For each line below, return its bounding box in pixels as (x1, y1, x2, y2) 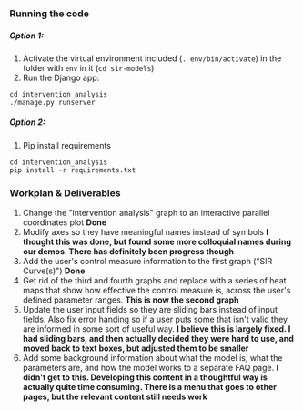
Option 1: (9, 30, 44, 41)
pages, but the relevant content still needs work (22, 391, 207, 403)
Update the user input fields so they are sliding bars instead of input (22, 304, 278, 315)
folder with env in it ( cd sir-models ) (22, 62, 155, 73)
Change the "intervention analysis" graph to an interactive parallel (22, 208, 270, 219)
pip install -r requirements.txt (9, 165, 136, 175)
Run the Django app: (22, 72, 100, 83)
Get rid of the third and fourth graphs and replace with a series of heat (22, 275, 287, 286)
